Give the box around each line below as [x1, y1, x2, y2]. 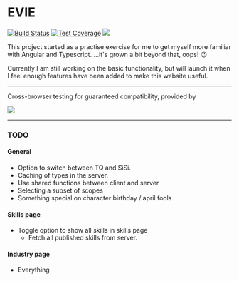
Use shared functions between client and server [17, 179, 159, 188]
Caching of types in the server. [17, 171, 109, 180]
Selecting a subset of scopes [17, 186, 103, 195]
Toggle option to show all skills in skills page [17, 226, 148, 235]
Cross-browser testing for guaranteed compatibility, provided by [7, 92, 196, 101]
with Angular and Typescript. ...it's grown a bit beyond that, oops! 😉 [7, 50, 208, 58]
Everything [17, 265, 50, 275]
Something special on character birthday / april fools [17, 194, 172, 203]
